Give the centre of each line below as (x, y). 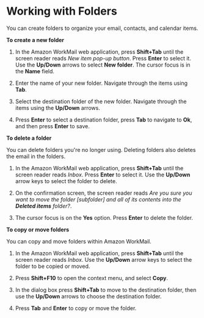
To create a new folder (35, 40)
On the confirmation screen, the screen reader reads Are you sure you (104, 193)
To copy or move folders (38, 229)
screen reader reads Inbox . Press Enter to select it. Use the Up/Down (103, 175)
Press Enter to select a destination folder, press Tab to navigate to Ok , (104, 120)
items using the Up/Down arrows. (58, 107)
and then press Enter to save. (52, 126)
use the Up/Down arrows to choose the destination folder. (88, 296)
